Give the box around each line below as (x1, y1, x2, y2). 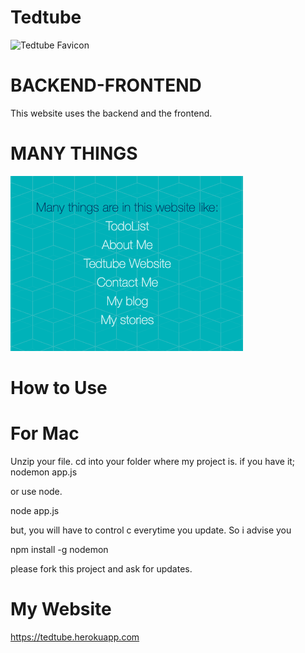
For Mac (10, 422, 80, 445)
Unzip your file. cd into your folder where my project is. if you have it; (10, 455, 296, 467)
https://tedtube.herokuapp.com (10, 631, 140, 643)
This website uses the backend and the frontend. (10, 107, 213, 119)
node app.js (10, 504, 60, 516)
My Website (10, 598, 112, 621)
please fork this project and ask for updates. (10, 562, 193, 575)
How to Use (10, 377, 108, 399)
